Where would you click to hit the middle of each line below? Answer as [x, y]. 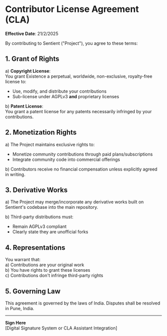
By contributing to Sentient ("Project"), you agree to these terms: [72, 43]
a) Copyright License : [28, 71]
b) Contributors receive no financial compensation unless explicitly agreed [81, 169]
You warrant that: [23, 260]
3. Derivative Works [37, 190]
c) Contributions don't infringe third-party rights [54, 276]
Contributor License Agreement [72, 9]
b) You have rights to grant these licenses [48, 270]
